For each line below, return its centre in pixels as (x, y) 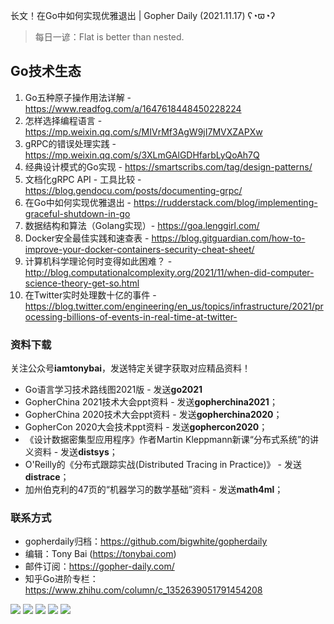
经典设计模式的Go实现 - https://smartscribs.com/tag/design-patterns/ (168, 166)
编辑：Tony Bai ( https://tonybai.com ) (100, 554)
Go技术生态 (46, 71)
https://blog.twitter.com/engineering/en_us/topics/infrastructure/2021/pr (174, 306)
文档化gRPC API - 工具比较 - (83, 179)
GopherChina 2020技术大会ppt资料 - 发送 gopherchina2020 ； (153, 415)
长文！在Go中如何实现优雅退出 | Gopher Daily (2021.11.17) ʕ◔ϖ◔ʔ (143, 15)
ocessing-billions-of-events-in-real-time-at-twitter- (131, 316)
